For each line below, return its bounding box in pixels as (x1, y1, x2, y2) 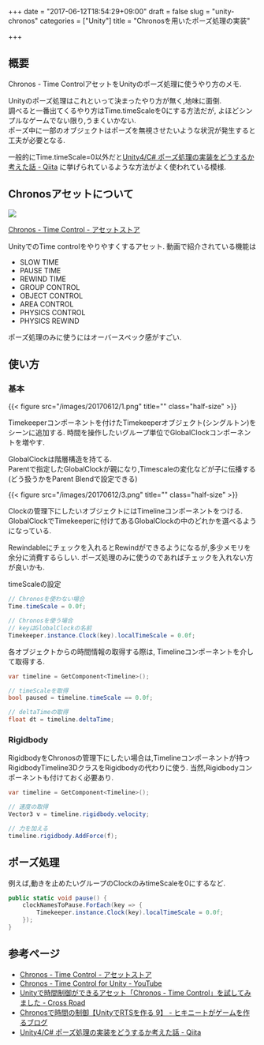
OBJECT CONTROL (19, 291, 84, 300)
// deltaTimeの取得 (8, 709, 69, 716)
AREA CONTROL (19, 299, 74, 309)
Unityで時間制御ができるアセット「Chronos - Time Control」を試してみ (19, 987, 252, 998)
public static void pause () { (8, 894, 108, 902)
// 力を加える (8, 825, 49, 833)
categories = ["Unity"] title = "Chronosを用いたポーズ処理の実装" (39, 16, 251, 25)
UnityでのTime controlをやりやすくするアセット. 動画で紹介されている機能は (8, 241, 256, 251)
